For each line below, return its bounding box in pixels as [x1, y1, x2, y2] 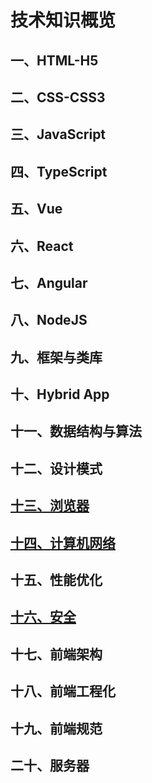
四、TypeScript [10, 163, 108, 180]
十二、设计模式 [10, 460, 103, 477]
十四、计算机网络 [10, 534, 116, 551]
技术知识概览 [10, 9, 117, 32]
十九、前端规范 [10, 720, 103, 737]
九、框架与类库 [10, 349, 103, 366]
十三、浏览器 [10, 497, 90, 515]
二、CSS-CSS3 [10, 89, 106, 106]
